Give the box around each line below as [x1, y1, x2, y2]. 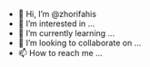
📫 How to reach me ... [17, 48, 103, 58]
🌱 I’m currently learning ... [17, 28, 115, 38]
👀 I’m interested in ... [17, 18, 95, 29]
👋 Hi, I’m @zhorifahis [17, 9, 97, 19]
